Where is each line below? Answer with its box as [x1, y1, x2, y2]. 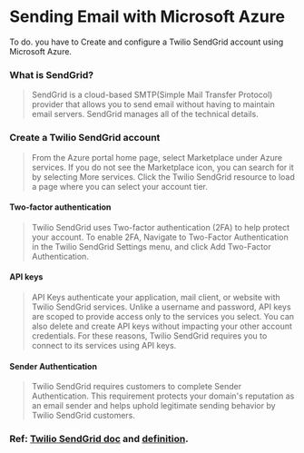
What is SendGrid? [9, 68, 93, 81]
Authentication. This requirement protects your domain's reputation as [31, 390, 295, 401]
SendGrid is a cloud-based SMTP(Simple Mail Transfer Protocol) [31, 89, 273, 101]
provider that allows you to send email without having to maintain [31, 99, 275, 110]
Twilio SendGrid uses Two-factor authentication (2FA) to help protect [31, 222, 290, 232]
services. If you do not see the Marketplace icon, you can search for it [31, 162, 295, 172]
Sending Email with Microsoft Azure [9, 6, 286, 27]
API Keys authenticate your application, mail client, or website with [31, 291, 281, 302]
